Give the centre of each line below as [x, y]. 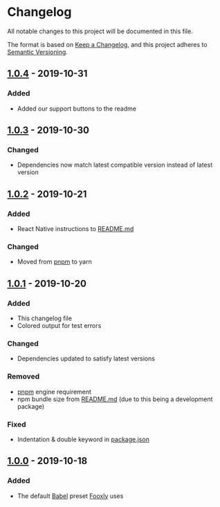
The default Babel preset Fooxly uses [70, 496]
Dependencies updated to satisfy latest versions [86, 359]
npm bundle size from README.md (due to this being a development [115, 399]
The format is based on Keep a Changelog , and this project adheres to [107, 44]
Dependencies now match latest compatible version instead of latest [115, 165]
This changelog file [45, 318]
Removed [24, 376]
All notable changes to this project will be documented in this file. [100, 31]
